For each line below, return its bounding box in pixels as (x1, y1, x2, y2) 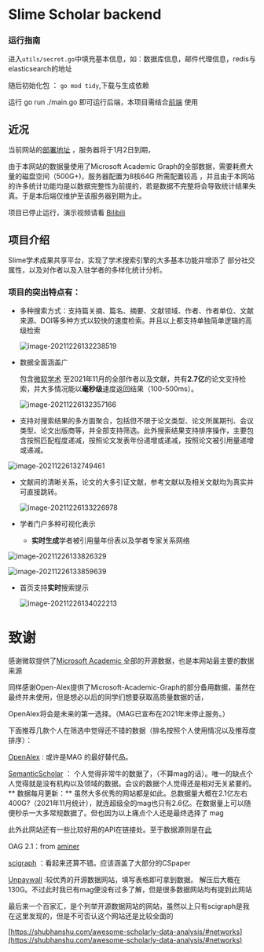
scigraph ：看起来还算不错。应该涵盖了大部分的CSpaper (8, 859, 191, 868)
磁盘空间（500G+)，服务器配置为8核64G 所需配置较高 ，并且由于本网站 (21, 171, 255, 181)
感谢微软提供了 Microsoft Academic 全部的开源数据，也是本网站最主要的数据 (8, 656, 255, 665)
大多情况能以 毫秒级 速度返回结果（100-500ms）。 (40, 384, 199, 394)
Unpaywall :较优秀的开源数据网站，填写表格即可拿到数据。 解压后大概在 (8, 875, 241, 884)
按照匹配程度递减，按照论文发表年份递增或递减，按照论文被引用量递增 (26, 436, 254, 445)
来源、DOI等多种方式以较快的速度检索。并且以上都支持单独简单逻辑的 (19, 316, 246, 325)
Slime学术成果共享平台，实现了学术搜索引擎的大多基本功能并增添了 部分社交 (8, 255, 255, 265)
